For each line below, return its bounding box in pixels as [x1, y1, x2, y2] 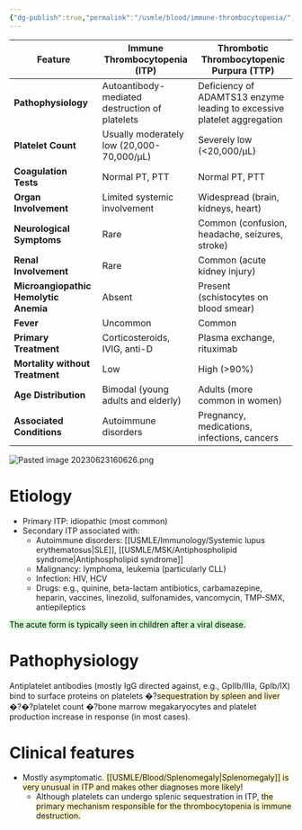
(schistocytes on [197, 290, 269, 303]
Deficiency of [197, 79, 254, 92]
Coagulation [13, 165, 67, 177]
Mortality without [13, 357, 91, 370]
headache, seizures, [197, 228, 283, 240]
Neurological [13, 222, 70, 235]
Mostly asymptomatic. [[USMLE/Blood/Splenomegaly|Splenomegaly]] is [22, 772, 289, 783]
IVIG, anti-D [102, 343, 153, 355]
